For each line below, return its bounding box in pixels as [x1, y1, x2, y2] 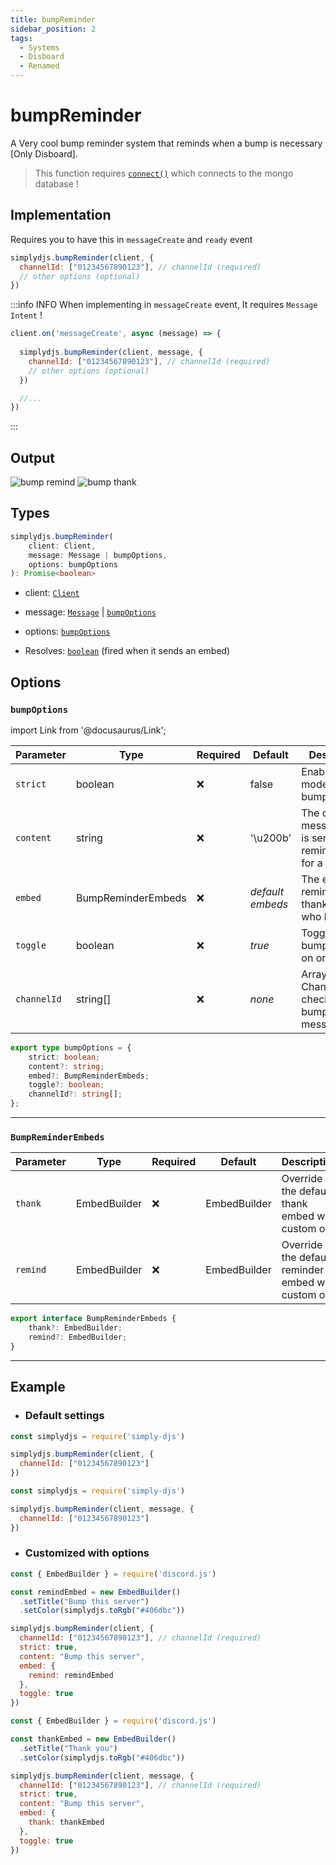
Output [10, 449, 55, 466]
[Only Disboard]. [10, 147, 78, 160]
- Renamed [19, 61, 60, 71]
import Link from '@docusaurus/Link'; [10, 724, 167, 736]
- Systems [19, 42, 60, 53]
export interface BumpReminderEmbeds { [10, 1314, 177, 1324]
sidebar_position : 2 [10, 24, 97, 34]
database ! [34, 177, 79, 190]
